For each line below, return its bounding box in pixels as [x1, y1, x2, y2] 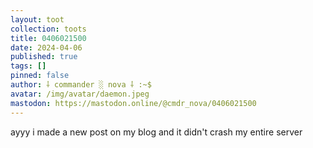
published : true [10, 52, 78, 62]
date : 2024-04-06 [10, 42, 83, 53]
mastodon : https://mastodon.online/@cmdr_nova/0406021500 [10, 98, 257, 108]
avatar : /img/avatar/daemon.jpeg [10, 89, 150, 99]
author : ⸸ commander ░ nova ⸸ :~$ [10, 80, 152, 90]
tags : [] [10, 61, 47, 71]
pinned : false [10, 71, 70, 81]
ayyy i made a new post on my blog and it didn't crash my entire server [10, 126, 303, 138]
